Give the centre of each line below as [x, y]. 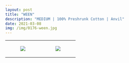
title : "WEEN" [20, 14]
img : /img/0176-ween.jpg [31, 28]
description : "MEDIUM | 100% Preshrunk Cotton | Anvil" [65, 19]
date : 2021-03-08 [23, 24]
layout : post [19, 10]
